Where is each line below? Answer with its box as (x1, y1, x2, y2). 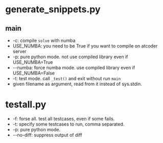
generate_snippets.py (5, 4, 101, 15)
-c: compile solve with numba (12, 37, 76, 43)
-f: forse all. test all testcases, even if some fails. (12, 115, 115, 122)
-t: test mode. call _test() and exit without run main (12, 76, 121, 81)
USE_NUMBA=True (12, 59, 53, 65)
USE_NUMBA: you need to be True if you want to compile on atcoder (12, 43, 158, 49)
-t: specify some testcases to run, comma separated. (12, 121, 125, 127)
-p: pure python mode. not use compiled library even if (12, 54, 128, 60)
